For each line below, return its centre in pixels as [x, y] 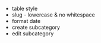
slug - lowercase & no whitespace [53, 15]
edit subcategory [33, 34]
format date [26, 21]
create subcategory [36, 27]
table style [25, 9]
